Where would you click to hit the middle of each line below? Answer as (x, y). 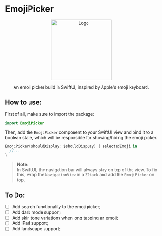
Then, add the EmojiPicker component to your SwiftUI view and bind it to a (79, 132)
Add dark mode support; (37, 212)
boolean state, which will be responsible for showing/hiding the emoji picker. (81, 137)
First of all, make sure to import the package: (50, 114)
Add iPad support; (30, 223)
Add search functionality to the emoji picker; (56, 207)
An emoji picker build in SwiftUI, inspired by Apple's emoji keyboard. (81, 87)
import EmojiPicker (25, 123)
